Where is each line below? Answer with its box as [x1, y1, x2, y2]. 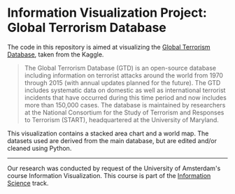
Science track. [7, 179, 49, 187]
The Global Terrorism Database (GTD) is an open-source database [24, 64, 217, 72]
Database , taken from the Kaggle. [7, 50, 104, 59]
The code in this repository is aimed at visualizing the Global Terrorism [7, 43, 211, 51]
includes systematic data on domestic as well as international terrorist [24, 86, 226, 94]
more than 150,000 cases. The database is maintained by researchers [24, 100, 226, 109]
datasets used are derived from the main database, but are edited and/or [7, 136, 217, 144]
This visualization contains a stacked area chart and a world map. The [7, 129, 209, 137]
